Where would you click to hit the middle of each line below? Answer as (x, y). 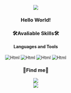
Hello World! (36, 20)
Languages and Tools (36, 47)
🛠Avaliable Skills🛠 (36, 33)
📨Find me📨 (36, 70)
